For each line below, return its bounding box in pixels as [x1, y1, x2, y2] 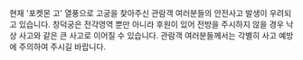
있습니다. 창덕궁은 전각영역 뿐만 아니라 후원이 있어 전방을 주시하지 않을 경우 [18, 19, 285, 30]
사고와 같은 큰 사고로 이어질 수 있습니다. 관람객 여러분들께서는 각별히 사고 [18, 30, 278, 40]
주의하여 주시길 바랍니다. [18, 41, 107, 52]
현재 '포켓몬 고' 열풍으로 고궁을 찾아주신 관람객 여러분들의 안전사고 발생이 [9, 8, 268, 18]
